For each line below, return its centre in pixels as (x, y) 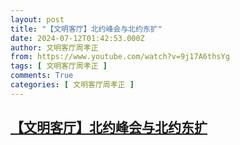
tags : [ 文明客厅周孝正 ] (59, 66)
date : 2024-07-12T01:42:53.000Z (77, 38)
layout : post (37, 19)
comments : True (42, 76)
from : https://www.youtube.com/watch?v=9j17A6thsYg (120, 57)
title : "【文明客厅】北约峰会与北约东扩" (86, 29)
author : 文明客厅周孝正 (54, 47)
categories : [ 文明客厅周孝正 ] (72, 85)
